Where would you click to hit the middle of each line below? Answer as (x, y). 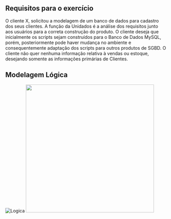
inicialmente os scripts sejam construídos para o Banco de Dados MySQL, (83, 37)
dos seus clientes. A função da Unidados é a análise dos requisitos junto (82, 26)
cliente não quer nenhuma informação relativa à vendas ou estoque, (77, 53)
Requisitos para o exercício (49, 8)
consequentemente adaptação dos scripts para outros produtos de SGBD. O (86, 48)
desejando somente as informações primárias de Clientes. (67, 59)
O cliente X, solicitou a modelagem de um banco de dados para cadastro (82, 20)
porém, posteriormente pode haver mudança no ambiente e (68, 42)
